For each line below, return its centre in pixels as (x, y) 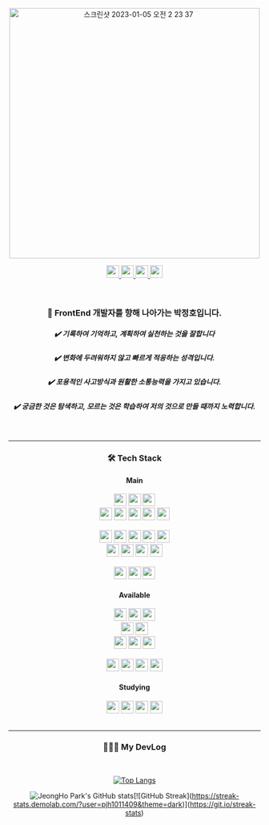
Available (134, 595)
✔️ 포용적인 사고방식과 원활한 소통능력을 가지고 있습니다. (134, 382)
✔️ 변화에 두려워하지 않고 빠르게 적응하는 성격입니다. (134, 357)
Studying (134, 687)
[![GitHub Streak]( (163, 795)
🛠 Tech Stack (134, 458)
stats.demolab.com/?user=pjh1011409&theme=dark (98, 804)
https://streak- (215, 795)
